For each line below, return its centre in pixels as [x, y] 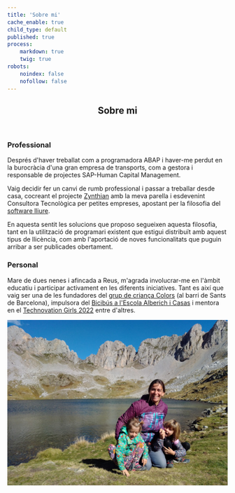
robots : [19, 67]
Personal [23, 265]
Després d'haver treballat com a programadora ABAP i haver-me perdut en [115, 160]
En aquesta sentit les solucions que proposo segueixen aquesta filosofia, [112, 225]
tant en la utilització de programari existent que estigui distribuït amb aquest [117, 232]
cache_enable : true [36, 22]
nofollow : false [44, 81]
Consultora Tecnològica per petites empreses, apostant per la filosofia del [114, 204]
